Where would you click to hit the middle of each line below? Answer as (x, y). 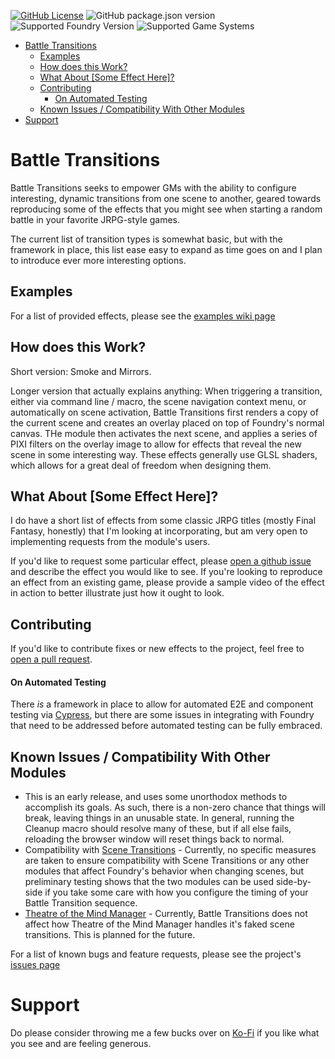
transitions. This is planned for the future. (110, 935)
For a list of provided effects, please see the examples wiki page (143, 316)
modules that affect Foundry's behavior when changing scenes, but (164, 871)
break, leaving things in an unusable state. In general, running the (159, 818)
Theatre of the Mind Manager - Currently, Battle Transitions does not (166, 914)
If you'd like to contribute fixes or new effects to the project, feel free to (157, 649)
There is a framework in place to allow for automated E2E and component (162, 704)
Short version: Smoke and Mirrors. (81, 371)
